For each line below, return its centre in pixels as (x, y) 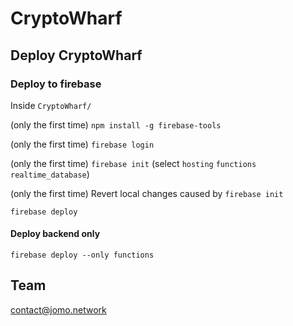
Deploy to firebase (56, 84)
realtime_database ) (50, 174)
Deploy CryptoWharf (76, 55)
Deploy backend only (55, 234)
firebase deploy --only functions (82, 255)
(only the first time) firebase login (82, 144)
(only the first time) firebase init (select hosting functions (133, 163)
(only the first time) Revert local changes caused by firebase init (147, 193)
